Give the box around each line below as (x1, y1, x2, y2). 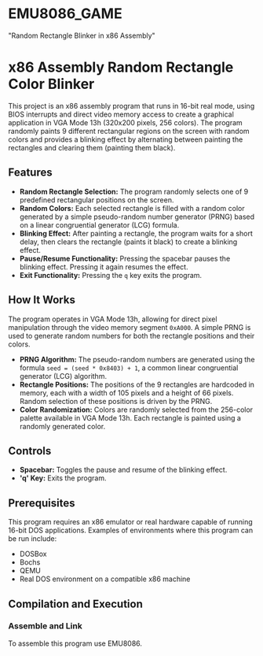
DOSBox (19, 549, 47, 559)
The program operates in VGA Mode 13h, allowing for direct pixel (8, 314, 217, 324)
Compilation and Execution (8, 597, 143, 610)
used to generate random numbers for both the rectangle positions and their (8, 331, 255, 340)
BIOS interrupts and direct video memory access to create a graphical (8, 109, 234, 119)
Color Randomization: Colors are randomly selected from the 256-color (19, 405, 254, 414)
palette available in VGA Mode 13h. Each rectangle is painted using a (19, 413, 242, 422)
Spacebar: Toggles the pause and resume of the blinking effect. (19, 465, 228, 475)
